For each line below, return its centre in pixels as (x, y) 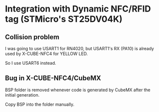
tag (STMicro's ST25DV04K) (64, 19)
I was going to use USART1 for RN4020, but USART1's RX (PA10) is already (79, 49)
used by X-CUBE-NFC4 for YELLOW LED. (47, 54)
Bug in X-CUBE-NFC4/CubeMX (53, 78)
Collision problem (32, 37)
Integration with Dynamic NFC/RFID (78, 9)
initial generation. (22, 95)
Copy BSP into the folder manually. (40, 104)
